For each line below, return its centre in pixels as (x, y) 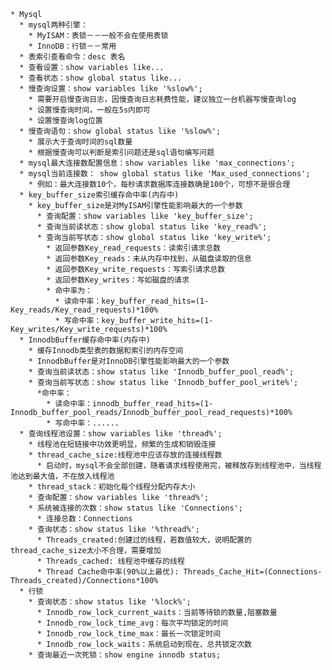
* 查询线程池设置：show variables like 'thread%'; (121, 434)
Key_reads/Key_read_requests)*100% (84, 310)
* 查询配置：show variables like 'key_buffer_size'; (145, 216)
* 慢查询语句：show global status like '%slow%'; (120, 131)
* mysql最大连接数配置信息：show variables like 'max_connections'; (157, 163)
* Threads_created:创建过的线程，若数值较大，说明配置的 (144, 540)
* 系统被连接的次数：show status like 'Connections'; (135, 508)
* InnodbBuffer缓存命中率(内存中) (85, 340)
